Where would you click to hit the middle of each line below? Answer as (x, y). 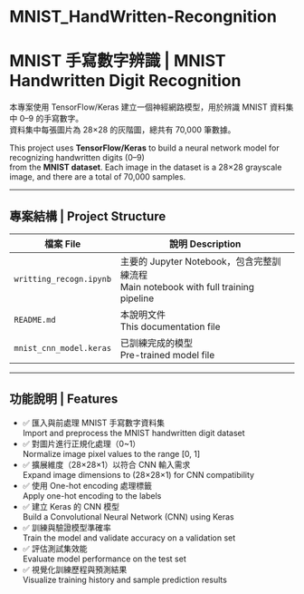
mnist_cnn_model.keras (62, 348)
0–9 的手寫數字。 (52, 119)
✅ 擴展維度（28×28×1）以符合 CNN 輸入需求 (106, 464)
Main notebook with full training (187, 287)
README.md (35, 320)
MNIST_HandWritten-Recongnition (143, 17)
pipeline (137, 298)
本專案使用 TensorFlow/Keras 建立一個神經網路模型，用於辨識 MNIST (139, 107)
